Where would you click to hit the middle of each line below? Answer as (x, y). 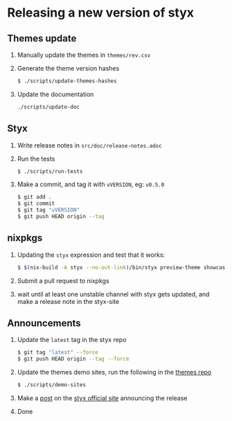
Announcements (44, 323)
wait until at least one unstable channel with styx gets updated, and (113, 294)
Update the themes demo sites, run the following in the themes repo (114, 373)
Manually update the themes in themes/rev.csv (84, 55)
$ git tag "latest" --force (57, 352)
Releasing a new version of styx (101, 13)
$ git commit (36, 204)
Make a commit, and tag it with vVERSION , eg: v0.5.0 (91, 184)
